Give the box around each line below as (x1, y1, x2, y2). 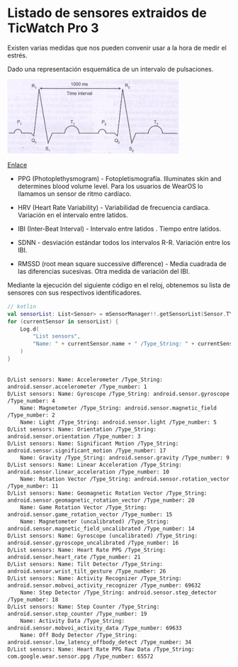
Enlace (7, 160, 28, 169)
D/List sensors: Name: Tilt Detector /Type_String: (7, 561, 163, 568)
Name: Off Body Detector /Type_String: (20, 632, 138, 639)
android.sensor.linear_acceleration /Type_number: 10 (7, 468, 170, 475)
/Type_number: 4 (7, 397, 55, 404)
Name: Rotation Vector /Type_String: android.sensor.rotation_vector (20, 475, 230, 483)
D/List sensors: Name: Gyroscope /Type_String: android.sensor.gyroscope (7, 390, 230, 397)
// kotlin (7, 303, 37, 310)
